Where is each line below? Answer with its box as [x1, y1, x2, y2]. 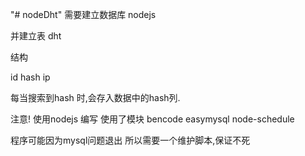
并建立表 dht [10, 30, 62, 42]
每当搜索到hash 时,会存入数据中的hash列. [10, 92, 181, 103]
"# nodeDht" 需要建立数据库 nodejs [10, 9, 157, 20]
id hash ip [10, 71, 51, 83]
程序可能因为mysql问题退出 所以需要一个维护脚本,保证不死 [10, 134, 251, 146]
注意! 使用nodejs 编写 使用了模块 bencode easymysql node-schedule [10, 113, 295, 125]
